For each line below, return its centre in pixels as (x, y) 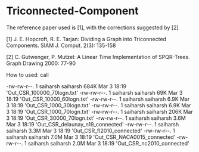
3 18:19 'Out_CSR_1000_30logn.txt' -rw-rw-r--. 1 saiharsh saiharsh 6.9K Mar (99, 105)
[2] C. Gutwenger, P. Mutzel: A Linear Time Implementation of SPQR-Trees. (98, 57)
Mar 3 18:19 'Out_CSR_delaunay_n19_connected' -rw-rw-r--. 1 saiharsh (93, 124)
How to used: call (27, 75)
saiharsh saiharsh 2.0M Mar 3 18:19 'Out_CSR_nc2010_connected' (108, 143)
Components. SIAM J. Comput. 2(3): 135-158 (61, 45)
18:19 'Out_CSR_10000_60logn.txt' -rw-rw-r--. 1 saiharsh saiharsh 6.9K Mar (98, 99)
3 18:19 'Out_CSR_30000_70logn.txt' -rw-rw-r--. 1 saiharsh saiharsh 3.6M (96, 118)
